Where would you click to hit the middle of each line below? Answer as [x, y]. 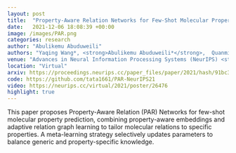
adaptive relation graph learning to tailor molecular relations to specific [110, 127]
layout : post [26, 14]
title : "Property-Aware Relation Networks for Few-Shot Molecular [108, 20]
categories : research [39, 40]
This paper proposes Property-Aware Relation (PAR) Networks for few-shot [116, 112]
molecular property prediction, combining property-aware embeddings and [116, 119]
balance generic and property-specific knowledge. [81, 142]
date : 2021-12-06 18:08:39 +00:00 [61, 27]
